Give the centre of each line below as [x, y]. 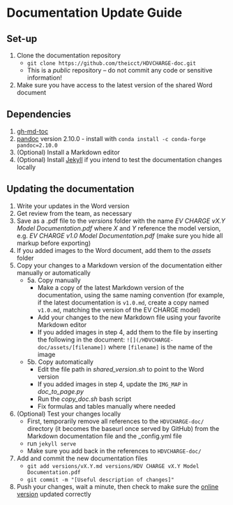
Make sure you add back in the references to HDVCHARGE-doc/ [114, 451]
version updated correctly [54, 494]
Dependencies [39, 114]
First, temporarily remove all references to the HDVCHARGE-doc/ [115, 421]
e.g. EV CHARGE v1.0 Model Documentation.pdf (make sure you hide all [120, 235]
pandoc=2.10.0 [37, 145]
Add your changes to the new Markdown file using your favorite [129, 317]
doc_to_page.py [61, 391]
